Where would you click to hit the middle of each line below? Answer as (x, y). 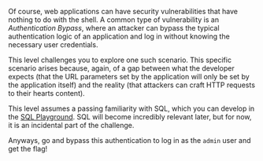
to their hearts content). (46, 93)
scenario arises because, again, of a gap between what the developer (121, 68)
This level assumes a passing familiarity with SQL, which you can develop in (131, 108)
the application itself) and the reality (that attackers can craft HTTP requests (132, 85)
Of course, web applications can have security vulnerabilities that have (123, 11)
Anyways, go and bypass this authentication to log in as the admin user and (130, 140)
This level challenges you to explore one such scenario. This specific (120, 60)
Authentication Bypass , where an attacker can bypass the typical (114, 28)
